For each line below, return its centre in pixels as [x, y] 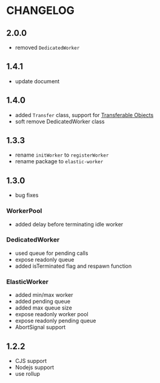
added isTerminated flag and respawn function [73, 266]
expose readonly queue [45, 259]
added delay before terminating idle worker [69, 224]
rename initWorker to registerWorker [62, 155]
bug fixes [27, 195]
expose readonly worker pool [52, 314]
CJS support [31, 361]
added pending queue [43, 302]
